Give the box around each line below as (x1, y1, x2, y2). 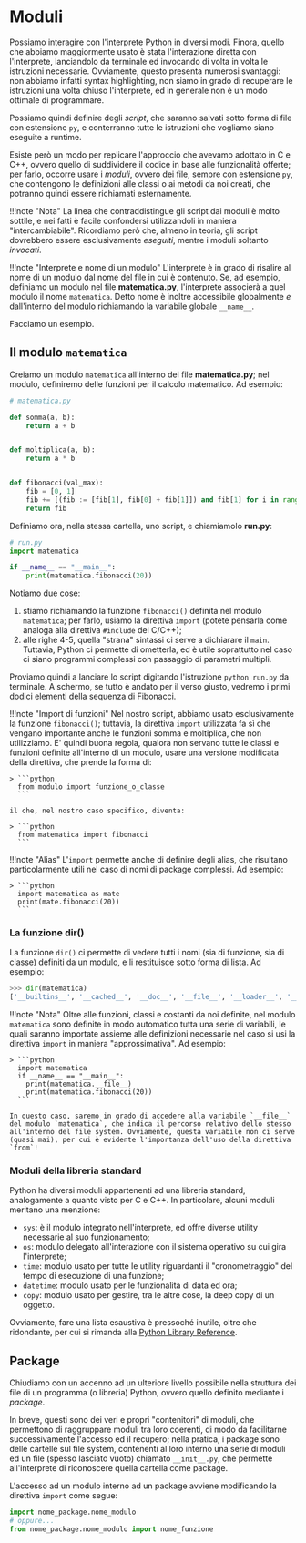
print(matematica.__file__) (25, 1079, 132, 1089)
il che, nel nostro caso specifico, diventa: (9, 806, 185, 816)
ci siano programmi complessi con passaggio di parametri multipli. (22, 654, 272, 665)
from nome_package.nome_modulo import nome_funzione (9, 1525, 214, 1534)
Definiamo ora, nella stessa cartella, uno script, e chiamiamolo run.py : (9, 520, 273, 531)
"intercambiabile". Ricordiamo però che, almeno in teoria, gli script (9, 225, 258, 236)
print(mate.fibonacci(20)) (17, 897, 120, 907)
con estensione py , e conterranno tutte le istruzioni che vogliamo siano (9, 121, 275, 133)
